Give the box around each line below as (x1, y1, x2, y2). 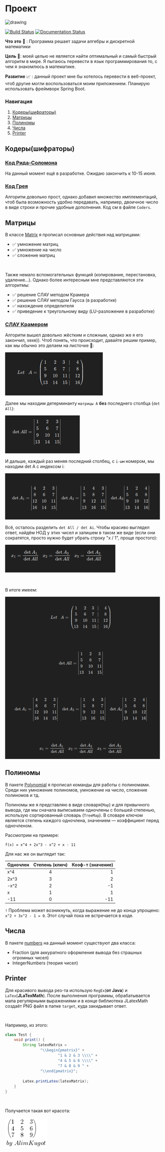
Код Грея (5, 183, 28, 190)
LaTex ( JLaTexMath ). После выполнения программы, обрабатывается (5, 992, 150, 998)
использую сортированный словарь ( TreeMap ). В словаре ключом (5, 812, 143, 818)
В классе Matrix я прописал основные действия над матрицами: (5, 232, 141, 238)
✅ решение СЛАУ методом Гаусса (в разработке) (12, 297, 117, 303)
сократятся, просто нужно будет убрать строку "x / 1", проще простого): (5, 535, 158, 541)
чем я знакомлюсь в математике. (5, 64, 76, 69)
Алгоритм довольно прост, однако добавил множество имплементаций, (5, 194, 158, 200)
